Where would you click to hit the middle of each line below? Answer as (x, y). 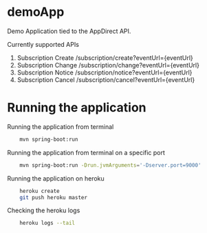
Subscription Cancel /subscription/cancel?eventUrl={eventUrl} (106, 79)
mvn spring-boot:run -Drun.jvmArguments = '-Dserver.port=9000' (110, 165)
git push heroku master (54, 197)
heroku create (40, 191)
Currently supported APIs (43, 44)
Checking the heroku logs (44, 210)
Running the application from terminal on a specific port (86, 152)
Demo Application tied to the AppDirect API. (69, 31)
